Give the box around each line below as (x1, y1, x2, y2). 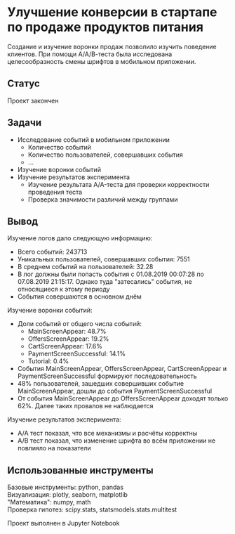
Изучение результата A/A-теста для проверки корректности (27, 180, 210, 188)
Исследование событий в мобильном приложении (17, 135, 170, 144)
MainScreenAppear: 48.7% (27, 327, 107, 336)
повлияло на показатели (17, 444, 91, 452)
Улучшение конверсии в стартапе (7, 4, 217, 20)
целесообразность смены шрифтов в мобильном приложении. (7, 57, 196, 65)
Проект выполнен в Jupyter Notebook (7, 519, 120, 528)
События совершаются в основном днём (17, 292, 142, 301)
